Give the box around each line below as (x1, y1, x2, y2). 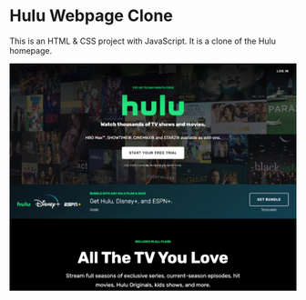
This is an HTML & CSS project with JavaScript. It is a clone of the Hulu (9, 35, 276, 46)
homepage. (9, 45, 53, 55)
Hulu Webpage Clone (9, 5, 173, 26)
